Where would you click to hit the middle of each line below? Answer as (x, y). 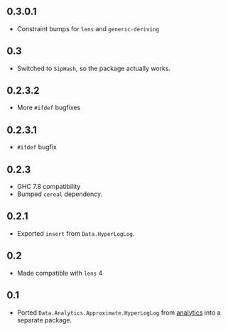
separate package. (44, 320)
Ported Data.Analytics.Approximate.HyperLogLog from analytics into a (119, 313)
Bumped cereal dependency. (60, 194)
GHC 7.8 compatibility (49, 187)
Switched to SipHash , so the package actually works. (94, 68)
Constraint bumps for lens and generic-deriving (88, 28)
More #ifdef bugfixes (49, 108)
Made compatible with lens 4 (60, 273)
